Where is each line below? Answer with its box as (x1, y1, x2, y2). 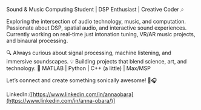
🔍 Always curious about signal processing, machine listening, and (6, 49, 171, 56)
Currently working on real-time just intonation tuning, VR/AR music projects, (6, 31, 196, 37)
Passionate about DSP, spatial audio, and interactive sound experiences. (6, 24, 187, 31)
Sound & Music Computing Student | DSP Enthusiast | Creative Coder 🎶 (6, 6, 184, 13)
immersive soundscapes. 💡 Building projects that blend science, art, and (6, 58, 187, 65)
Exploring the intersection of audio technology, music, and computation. (6, 18, 186, 25)
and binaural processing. (6, 37, 68, 44)
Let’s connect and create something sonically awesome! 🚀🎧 (6, 77, 157, 84)
